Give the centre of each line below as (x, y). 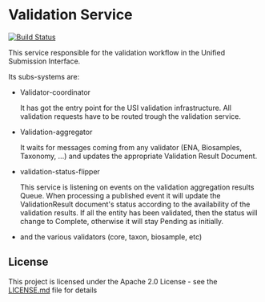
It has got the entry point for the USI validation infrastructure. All (126, 108)
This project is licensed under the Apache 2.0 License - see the (113, 281)
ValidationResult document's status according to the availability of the (135, 204)
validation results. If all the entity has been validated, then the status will (139, 212)
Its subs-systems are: (44, 76)
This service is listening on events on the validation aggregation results (137, 187)
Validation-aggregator (56, 132)
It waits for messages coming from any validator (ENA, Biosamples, (131, 147)
